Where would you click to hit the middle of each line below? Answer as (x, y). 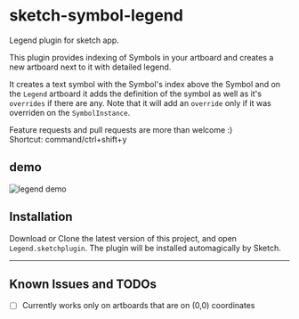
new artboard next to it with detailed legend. (90, 67)
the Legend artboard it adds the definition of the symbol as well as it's (136, 94)
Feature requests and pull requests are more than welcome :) (121, 129)
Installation (41, 217)
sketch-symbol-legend (97, 16)
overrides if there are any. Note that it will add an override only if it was (140, 102)
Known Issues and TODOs (83, 284)
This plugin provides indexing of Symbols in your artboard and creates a (141, 57)
